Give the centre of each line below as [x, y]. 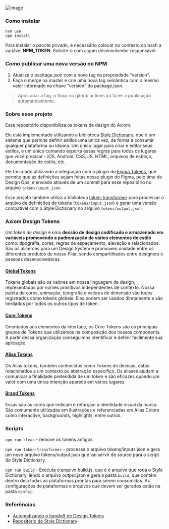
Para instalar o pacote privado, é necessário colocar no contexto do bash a [83, 45]
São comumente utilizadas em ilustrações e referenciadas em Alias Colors [82, 410]
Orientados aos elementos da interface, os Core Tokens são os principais [81, 326]
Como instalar [23, 21]
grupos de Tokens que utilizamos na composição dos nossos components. [83, 332]
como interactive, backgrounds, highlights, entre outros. [64, 415]
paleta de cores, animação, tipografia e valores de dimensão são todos [79, 293]
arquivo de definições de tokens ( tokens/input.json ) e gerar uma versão [81, 203]
